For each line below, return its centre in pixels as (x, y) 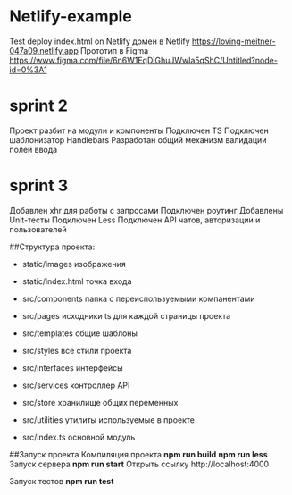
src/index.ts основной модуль (79, 437)
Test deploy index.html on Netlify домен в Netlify (100, 41)
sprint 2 (39, 106)
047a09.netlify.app (44, 50)
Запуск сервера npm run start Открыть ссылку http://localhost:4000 (139, 464)
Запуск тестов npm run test (62, 481)
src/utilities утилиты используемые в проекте (108, 419)
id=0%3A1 (28, 70)
